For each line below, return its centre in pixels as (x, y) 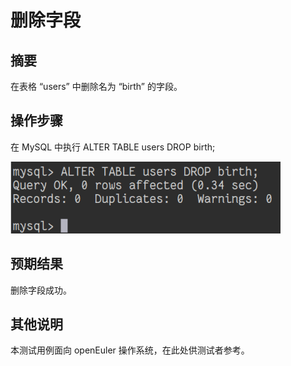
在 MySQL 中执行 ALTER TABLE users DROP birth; (113, 147)
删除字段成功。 (41, 290)
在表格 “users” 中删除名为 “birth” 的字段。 (96, 86)
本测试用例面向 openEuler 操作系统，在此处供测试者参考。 (130, 350)
